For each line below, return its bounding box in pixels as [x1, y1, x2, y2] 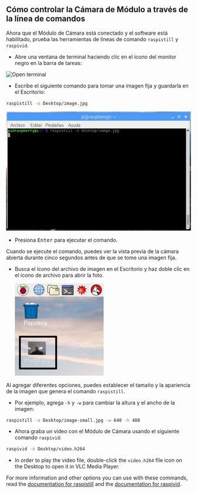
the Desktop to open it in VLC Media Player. [14, 463, 120, 470]
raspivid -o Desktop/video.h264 [6, 446, 85, 452]
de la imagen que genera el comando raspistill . [6, 387, 125, 395]
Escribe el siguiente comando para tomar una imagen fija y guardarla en [14, 82, 189, 89]
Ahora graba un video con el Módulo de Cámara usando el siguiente [14, 428, 180, 435]
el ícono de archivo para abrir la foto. [14, 271, 104, 278]
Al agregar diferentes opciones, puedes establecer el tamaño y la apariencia [6, 381, 191, 389]
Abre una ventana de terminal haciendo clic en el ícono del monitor [14, 53, 177, 60]
